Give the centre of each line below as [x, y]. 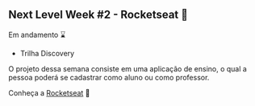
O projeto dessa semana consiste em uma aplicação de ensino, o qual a [128, 68]
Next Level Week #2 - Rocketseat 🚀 [98, 15]
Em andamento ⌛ [37, 35]
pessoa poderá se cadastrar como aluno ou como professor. [109, 77]
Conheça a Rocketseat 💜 [49, 92]
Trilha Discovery [47, 53]
